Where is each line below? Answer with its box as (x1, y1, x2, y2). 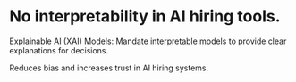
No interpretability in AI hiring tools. (9, 6, 281, 27)
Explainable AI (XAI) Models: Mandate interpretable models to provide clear (9, 36, 287, 46)
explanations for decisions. (9, 45, 109, 55)
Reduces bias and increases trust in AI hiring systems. (9, 62, 209, 73)
